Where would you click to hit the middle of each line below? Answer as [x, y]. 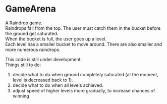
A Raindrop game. [24, 23]
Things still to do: [23, 65]
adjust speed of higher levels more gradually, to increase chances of [84, 90]
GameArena [31, 9]
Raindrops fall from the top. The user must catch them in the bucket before [83, 28]
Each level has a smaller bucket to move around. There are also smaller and [84, 44]
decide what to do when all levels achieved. [58, 85]
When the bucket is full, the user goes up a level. [56, 39]
